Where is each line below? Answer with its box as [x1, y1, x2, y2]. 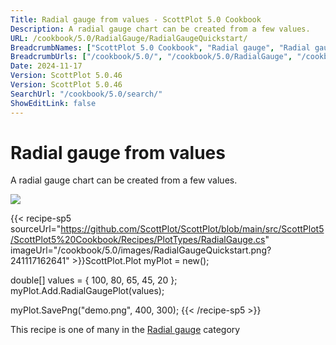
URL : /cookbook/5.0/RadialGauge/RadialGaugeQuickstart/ [10, 33, 248, 43]
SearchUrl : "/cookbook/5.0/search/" [10, 89, 163, 99]
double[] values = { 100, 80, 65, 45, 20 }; [10, 274, 178, 286]
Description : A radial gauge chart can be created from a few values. [10, 24, 311, 34]
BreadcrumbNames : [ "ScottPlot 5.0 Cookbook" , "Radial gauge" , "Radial [10, 42, 311, 53]
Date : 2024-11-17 [10, 61, 83, 71]
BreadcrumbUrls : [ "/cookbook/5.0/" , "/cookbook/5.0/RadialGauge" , [10, 52, 293, 62]
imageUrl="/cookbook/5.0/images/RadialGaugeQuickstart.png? [10, 244, 272, 256]
